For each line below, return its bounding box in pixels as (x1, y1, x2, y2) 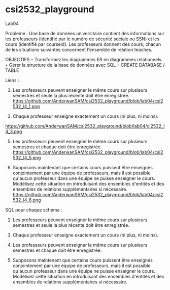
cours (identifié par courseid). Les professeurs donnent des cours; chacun (5, 41, 161, 47)
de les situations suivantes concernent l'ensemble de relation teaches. (5, 46, 153, 52)
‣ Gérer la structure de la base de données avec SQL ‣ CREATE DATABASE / (5, 62, 165, 68)
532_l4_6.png (12, 197, 42, 203)
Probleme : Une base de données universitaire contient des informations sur (5, 30, 165, 36)
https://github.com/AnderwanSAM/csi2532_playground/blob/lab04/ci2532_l (5, 123, 165, 129)
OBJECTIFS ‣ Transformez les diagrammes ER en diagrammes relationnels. (5, 56, 163, 62)
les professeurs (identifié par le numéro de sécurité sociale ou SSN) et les (5, 36, 160, 42)
